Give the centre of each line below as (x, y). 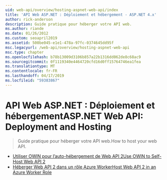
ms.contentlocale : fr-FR (31, 71)
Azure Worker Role (32, 172)
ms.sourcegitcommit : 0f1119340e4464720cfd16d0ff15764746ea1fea (73, 62)
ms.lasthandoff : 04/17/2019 (35, 76)
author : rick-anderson (29, 19)
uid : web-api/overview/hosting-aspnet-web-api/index (62, 10)
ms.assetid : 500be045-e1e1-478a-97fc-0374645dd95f (60, 43)
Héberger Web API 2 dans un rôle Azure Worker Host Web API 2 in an (84, 167)
